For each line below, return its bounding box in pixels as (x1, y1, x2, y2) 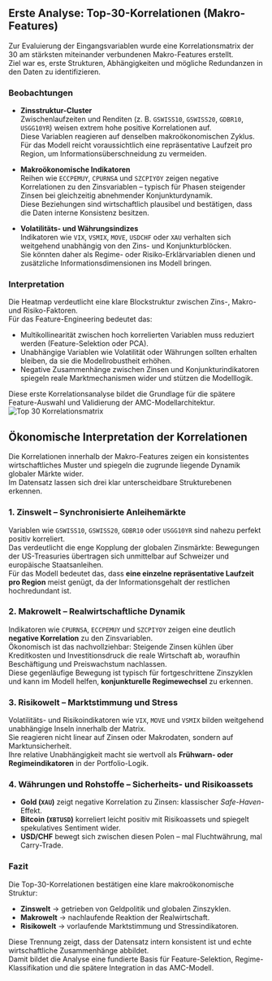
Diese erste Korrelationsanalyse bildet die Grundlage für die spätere (8, 389, 235, 399)
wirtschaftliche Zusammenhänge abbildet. (8, 945, 149, 955)
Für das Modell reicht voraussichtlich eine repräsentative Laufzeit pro (19, 140, 253, 150)
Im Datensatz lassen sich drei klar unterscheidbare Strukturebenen (8, 478, 232, 488)
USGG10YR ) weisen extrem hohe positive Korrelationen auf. (19, 123, 212, 133)
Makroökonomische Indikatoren (19, 164, 131, 174)
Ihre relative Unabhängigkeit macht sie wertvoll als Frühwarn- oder (8, 750, 234, 760)
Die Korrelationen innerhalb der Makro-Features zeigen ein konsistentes (8, 452, 249, 462)
